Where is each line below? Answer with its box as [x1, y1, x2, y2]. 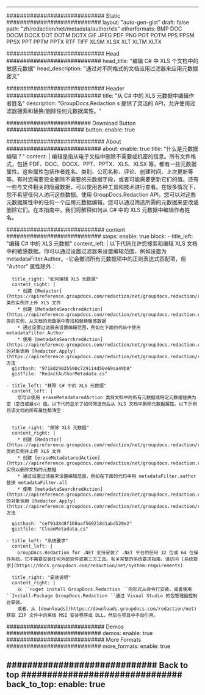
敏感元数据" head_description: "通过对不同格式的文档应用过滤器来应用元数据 [6, 65, 198, 72]
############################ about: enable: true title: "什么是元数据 [6, 145, 199, 152]
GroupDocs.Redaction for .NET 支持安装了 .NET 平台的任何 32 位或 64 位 [17, 550, 194, 556]
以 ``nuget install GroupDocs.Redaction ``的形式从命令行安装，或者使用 [17, 586, 192, 592]
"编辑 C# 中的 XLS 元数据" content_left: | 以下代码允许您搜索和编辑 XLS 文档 [6, 240, 198, 247]
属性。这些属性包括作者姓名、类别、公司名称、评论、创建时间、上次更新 [6, 168, 188, 175]
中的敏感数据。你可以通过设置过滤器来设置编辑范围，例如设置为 [6, 248, 167, 254]
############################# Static [6, 12, 121, 19]
